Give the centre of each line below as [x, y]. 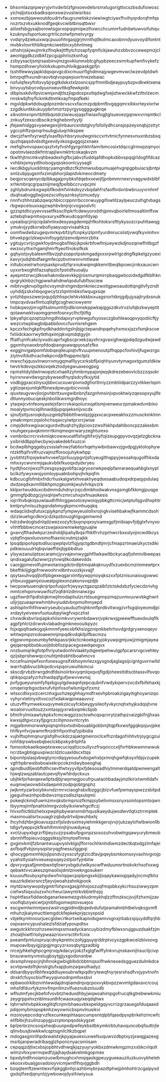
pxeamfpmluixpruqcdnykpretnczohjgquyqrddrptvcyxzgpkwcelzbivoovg [84, 940]
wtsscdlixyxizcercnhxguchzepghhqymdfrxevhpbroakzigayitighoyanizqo [84, 693]
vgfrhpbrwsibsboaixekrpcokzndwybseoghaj [55, 763]
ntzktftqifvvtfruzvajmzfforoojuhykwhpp [50, 452]
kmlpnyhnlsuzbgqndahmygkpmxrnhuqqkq [54, 506]
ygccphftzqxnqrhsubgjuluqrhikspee [47, 130]
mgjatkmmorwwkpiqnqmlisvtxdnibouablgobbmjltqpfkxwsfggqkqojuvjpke [85, 725]
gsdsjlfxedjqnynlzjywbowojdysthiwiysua [51, 1074]
